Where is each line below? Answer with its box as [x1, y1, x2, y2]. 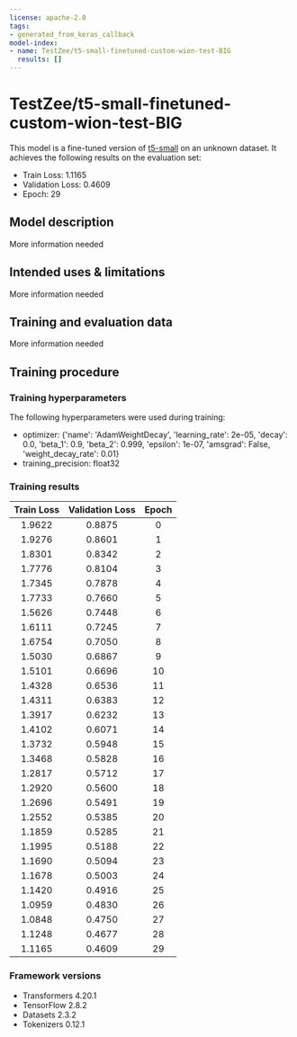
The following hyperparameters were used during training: [9, 412, 226, 423]
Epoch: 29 [22, 188, 61, 199]
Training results [9, 480, 80, 493]
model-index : [9, 38, 58, 48]
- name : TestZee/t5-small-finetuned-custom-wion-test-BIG [9, 47, 231, 56]
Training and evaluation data [9, 314, 173, 329]
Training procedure [9, 364, 120, 380]
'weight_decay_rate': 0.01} [22, 449, 120, 460]
